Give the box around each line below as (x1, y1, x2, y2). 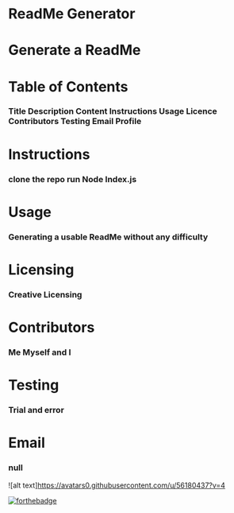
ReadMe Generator (8, 5, 136, 23)
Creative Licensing (8, 289, 82, 300)
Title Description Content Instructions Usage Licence (8, 106, 218, 117)
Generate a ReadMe (8, 41, 141, 60)
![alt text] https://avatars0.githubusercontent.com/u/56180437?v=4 (8, 480, 226, 490)
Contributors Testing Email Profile (8, 116, 142, 127)
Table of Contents (8, 77, 129, 95)
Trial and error (8, 405, 65, 416)
